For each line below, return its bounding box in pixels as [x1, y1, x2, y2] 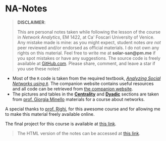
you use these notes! [17, 65, 60, 72]
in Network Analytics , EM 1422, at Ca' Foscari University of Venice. [17, 34, 155, 40]
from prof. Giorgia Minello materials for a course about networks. [12, 96, 145, 102]
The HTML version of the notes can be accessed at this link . [17, 130, 140, 136]
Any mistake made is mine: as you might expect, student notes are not [17, 39, 161, 45]
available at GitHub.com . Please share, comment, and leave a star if [17, 60, 156, 66]
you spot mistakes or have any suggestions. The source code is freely [17, 55, 161, 61]
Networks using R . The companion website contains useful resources [12, 80, 154, 87]
